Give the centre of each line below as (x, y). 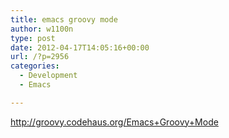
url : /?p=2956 (40, 57)
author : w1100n (42, 29)
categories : (35, 66)
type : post (33, 38)
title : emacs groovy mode (64, 19)
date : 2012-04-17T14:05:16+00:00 (80, 47)
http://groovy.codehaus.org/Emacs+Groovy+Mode (114, 122)
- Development (48, 76)
